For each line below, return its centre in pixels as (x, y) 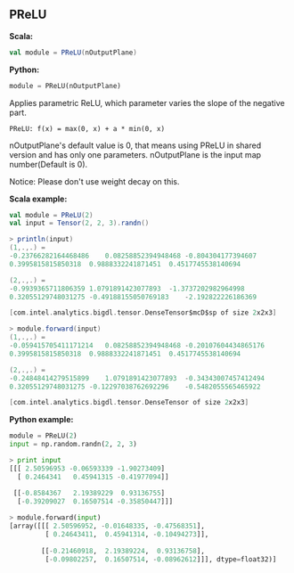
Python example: (41, 420)
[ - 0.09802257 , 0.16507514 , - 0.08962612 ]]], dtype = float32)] (161, 559)
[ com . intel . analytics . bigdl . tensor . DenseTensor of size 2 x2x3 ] (129, 403)
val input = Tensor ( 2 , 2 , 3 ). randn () (79, 223)
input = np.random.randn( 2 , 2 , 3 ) (73, 445)
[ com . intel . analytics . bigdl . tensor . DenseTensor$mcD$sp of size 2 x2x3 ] (143, 313)
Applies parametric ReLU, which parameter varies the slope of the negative (147, 102)
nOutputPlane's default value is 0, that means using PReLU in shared (135, 145)
